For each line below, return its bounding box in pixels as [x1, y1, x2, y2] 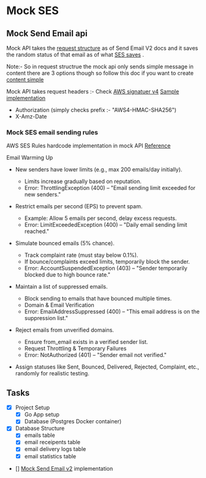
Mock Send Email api [6, 28, 88, 39]
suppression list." [24, 315, 69, 322]
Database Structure [15, 425, 65, 432]
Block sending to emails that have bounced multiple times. [24, 295, 172, 302]
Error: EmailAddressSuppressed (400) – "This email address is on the [24, 308, 200, 315]
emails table [24, 431, 55, 439]
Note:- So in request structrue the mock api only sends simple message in [6, 63, 194, 70]
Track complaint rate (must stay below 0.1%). [24, 251, 139, 259]
